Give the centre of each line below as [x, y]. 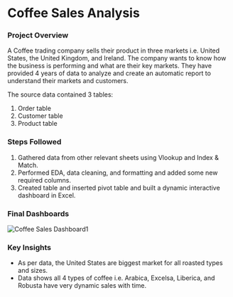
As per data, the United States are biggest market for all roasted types [120, 263]
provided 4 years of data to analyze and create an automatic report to [109, 73]
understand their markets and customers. [68, 81]
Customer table [40, 116]
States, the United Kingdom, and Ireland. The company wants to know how [117, 58]
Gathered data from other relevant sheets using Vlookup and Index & [118, 157]
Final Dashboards [38, 213]
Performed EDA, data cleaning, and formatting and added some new [118, 173]
